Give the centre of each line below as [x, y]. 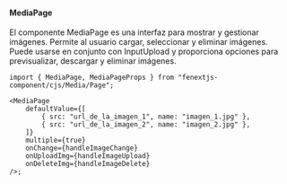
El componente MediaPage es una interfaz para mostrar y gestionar [135, 32]
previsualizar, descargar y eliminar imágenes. [93, 61]
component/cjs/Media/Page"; [62, 85]
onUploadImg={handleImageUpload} [88, 156]
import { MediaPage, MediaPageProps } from [92, 78]
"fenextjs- [198, 78]
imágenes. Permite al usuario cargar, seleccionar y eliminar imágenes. [139, 42]
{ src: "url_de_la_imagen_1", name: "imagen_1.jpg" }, [146, 117]
